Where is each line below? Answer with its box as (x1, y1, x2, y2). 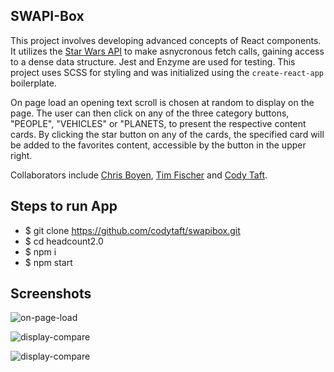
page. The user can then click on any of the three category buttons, (10, 107, 290, 119)
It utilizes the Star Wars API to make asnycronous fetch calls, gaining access (10, 45, 325, 57)
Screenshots (10, 285, 92, 303)
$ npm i (24, 245, 57, 258)
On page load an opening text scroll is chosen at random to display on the (10, 96, 315, 108)
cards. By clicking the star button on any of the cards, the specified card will (10, 128, 325, 140)
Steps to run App (10, 198, 118, 215)
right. (10, 149, 33, 161)
